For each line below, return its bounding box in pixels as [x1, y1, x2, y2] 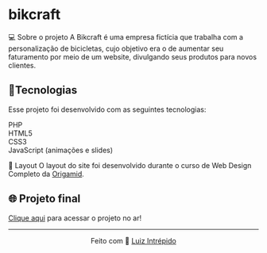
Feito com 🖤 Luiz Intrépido [91, 236, 176, 245]
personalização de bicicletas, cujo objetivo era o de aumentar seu [8, 44, 224, 53]
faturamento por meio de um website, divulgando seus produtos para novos [8, 52, 257, 61]
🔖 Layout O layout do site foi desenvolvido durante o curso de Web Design [8, 160, 252, 170]
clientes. [8, 60, 37, 70]
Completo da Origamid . [8, 169, 85, 178]
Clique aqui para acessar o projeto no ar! [8, 213, 141, 223]
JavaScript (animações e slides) [8, 145, 114, 155]
